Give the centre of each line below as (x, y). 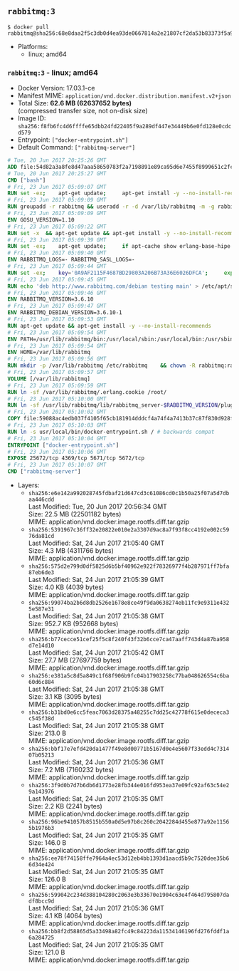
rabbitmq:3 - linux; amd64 (53, 73)
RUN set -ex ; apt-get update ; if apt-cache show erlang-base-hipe (119, 246)
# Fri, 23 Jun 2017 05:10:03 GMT (57, 425)
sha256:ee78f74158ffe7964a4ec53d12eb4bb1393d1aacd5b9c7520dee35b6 (129, 858)
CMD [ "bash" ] (27, 180)
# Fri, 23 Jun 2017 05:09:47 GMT (57, 306)
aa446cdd (41, 500)
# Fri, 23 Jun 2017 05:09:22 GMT (57, 227)
